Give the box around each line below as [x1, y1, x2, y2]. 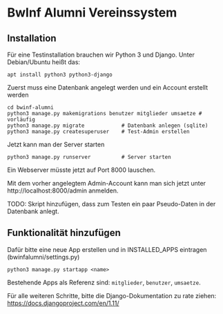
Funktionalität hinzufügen [7, 227, 121, 239]
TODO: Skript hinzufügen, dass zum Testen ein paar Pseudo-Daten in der [7, 200, 216, 208]
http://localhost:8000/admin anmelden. [7, 186, 119, 195]
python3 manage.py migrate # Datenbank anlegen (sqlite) [7, 122, 209, 129]
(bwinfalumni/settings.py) [7, 253, 80, 261]
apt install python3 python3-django [7, 71, 113, 78]
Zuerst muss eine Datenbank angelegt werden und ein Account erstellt [7, 84, 209, 91]
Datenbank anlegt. [7, 207, 60, 215]
